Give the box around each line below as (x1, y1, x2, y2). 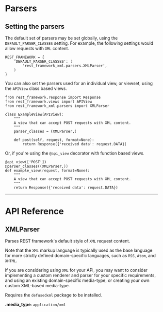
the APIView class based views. (5, 86, 67, 91)
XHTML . (5, 258, 17, 263)
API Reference (5, 206, 64, 217)
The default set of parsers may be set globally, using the (5, 35, 118, 41)
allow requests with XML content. (5, 46, 69, 51)
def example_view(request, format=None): (5, 168, 90, 173)
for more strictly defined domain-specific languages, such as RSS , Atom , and (5, 253, 156, 258)
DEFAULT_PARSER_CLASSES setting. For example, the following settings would (5, 40, 154, 46)
